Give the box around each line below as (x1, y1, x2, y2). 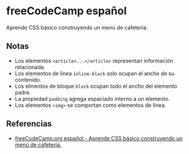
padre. (14, 88, 32, 96)
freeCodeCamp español (6, 4, 127, 18)
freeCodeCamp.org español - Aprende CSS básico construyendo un (14, 134, 183, 141)
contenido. (14, 76, 42, 83)
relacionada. (14, 63, 46, 70)
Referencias (6, 119, 52, 129)
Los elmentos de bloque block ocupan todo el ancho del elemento (14, 82, 178, 90)
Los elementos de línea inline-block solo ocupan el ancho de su (14, 70, 175, 77)
